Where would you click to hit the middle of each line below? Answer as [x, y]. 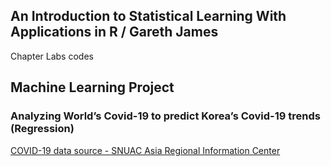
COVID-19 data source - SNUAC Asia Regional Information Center [145, 150]
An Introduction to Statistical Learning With [148, 16]
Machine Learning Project [92, 87]
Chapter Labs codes [52, 56]
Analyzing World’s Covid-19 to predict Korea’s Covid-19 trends [165, 116]
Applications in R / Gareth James [114, 32]
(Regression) [42, 129]
